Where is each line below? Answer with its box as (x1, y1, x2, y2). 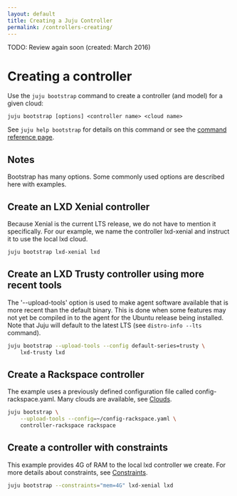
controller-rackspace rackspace (20, 421, 116, 429)
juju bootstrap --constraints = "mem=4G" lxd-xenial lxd (7, 482, 174, 489)
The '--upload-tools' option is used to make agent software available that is (7, 298, 229, 307)
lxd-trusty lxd (20, 349, 65, 356)
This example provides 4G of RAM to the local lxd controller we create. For (7, 460, 226, 469)
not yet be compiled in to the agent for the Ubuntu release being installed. (7, 313, 224, 322)
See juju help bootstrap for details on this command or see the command (7, 125, 227, 134)
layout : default (7, 10, 56, 18)
